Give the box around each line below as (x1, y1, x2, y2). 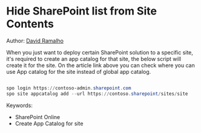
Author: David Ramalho (6, 37, 64, 44)
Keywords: (6, 102, 33, 109)
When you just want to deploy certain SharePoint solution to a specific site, (6, 48, 194, 56)
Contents (6, 17, 54, 31)
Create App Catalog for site (15, 120, 84, 127)
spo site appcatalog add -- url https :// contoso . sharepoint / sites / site (6, 91, 188, 97)
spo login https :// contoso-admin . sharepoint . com (6, 85, 131, 91)
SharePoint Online (15, 113, 61, 120)
